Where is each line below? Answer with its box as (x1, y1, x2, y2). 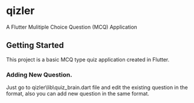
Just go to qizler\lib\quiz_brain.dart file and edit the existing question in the (6, 84, 188, 91)
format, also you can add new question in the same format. (6, 90, 149, 97)
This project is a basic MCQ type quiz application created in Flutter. (6, 56, 170, 63)
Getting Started (6, 40, 64, 50)
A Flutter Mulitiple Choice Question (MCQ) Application (6, 23, 137, 30)
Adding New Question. (6, 70, 73, 78)
